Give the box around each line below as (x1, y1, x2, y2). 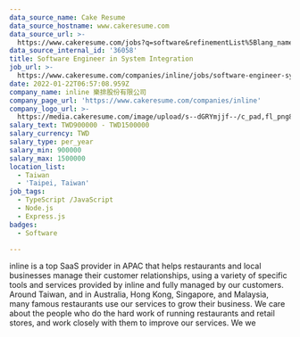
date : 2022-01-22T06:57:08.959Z (9, 79, 129, 88)
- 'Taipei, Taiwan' (17, 179, 90, 188)
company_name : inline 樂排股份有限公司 (9, 87, 147, 96)
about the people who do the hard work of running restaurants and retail (9, 308, 275, 319)
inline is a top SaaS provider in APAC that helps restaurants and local (9, 260, 262, 272)
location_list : (9, 162, 66, 171)
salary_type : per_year (9, 137, 94, 146)
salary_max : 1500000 (9, 153, 87, 163)
